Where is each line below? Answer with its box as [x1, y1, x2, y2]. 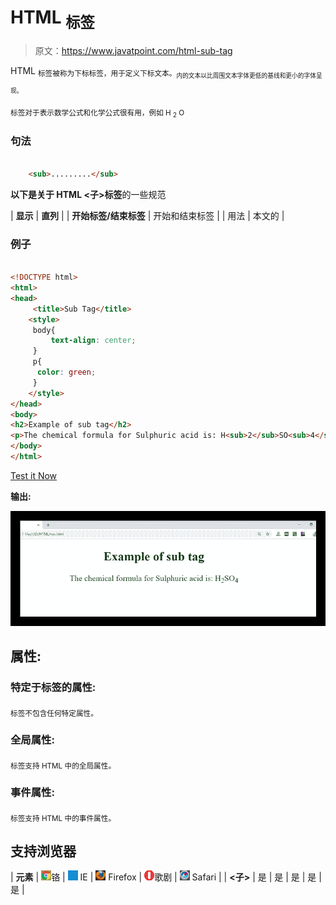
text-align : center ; [50, 336, 137, 346]
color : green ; [36, 367, 97, 377]
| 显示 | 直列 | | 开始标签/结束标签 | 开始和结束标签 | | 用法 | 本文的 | [10, 209, 285, 221]
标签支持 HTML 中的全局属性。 [10, 761, 117, 771]
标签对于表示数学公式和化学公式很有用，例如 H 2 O [10, 107, 185, 119]
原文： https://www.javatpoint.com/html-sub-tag [34, 44, 233, 56]
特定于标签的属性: [10, 681, 97, 695]
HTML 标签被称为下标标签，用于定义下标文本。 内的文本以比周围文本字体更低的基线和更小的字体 [10, 64, 317, 80]
